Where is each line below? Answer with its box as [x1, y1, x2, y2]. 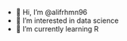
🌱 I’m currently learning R [15, 24, 99, 33]
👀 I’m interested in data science [15, 16, 119, 25]
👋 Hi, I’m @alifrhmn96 [15, 8, 88, 17]
